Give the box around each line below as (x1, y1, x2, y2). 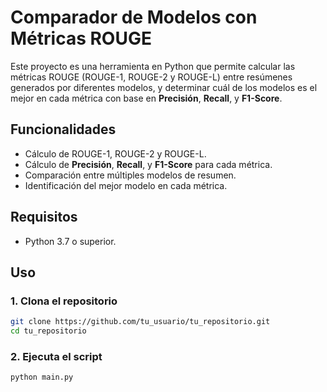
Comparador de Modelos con (10, 6, 258, 29)
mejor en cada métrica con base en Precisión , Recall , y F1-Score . (10, 92, 283, 104)
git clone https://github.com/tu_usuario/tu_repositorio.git (10, 317, 271, 327)
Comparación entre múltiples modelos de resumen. (24, 169, 237, 181)
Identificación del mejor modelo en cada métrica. (24, 179, 228, 191)
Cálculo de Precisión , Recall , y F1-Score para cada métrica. (24, 158, 273, 170)
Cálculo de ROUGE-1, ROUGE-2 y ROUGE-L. (24, 147, 207, 160)
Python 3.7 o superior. (24, 235, 117, 247)
